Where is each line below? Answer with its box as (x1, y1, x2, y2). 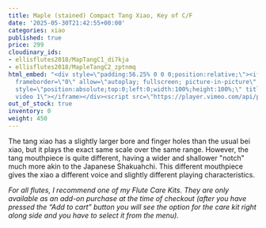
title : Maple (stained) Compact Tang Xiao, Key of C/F (8, 11, 193, 20)
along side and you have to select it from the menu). (8, 211, 180, 220)
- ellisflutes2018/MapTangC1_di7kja (8, 56, 129, 64)
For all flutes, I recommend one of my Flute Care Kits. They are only (8, 185, 230, 195)
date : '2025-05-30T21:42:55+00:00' (8, 19, 126, 27)
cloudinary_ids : (8, 48, 62, 56)
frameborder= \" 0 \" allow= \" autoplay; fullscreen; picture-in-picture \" (15, 78, 257, 85)
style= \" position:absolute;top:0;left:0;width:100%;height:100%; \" (15, 85, 243, 93)
